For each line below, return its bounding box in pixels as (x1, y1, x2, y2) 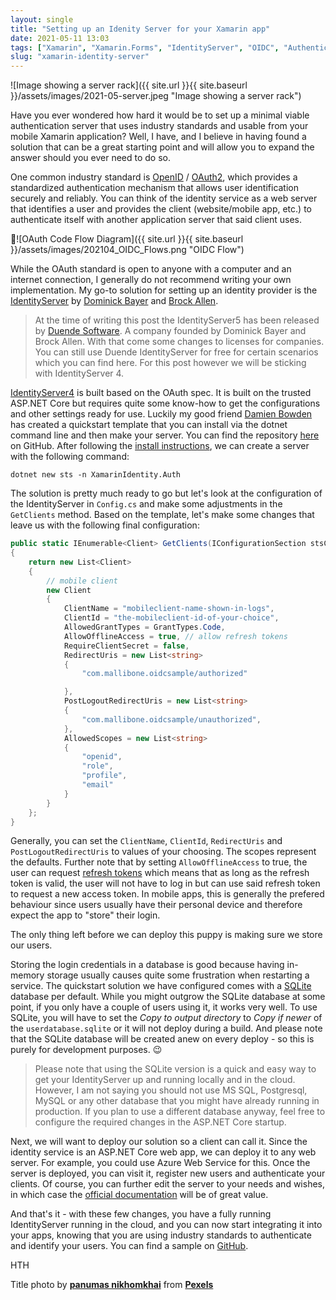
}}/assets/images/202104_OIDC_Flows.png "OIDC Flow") (10, 244, 245, 256)
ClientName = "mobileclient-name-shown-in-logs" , (63, 604, 275, 614)
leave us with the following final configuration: (10, 519, 200, 531)
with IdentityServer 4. (34, 367, 125, 380)
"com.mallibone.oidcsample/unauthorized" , (81, 714, 262, 725)
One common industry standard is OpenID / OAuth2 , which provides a (10, 171, 298, 183)
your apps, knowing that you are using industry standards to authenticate (10, 1229, 312, 1241)
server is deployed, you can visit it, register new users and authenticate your (10, 1167, 326, 1180)
